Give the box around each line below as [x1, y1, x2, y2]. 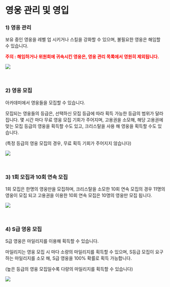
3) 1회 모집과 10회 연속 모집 [5, 173, 68, 180]
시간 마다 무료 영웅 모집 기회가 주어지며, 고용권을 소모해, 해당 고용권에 [25, 116, 163, 122]
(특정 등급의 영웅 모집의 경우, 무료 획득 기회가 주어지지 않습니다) [5, 140, 132, 146]
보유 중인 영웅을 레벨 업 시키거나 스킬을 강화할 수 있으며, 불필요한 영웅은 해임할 [5, 37, 161, 43]
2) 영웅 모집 [5, 87, 32, 94]
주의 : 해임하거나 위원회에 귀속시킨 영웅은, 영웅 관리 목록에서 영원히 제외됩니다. [5, 54, 159, 60]
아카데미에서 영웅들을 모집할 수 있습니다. [5, 100, 85, 106]
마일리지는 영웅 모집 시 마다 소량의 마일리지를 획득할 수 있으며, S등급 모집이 [5, 249, 154, 255]
